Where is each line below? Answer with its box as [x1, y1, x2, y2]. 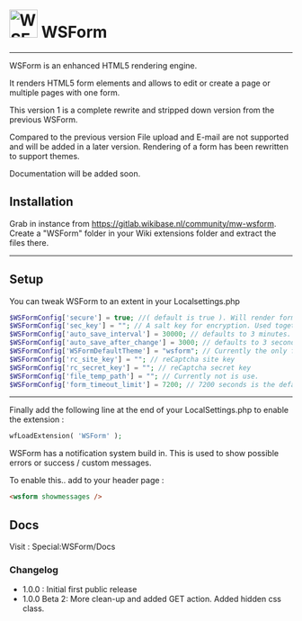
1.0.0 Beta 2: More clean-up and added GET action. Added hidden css [22, 594, 281, 605]
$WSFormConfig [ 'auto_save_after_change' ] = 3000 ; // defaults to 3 [9, 338, 268, 347]
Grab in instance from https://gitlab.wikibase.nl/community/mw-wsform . [9, 218, 277, 229]
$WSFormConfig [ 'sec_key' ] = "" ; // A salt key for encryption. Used [9, 321, 271, 330]
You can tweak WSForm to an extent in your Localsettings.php [9, 295, 241, 306]
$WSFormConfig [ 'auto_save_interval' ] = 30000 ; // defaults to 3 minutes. [9, 329, 292, 339]
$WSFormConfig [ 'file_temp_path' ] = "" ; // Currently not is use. [9, 372, 259, 381]
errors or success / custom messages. [9, 457, 152, 468]
